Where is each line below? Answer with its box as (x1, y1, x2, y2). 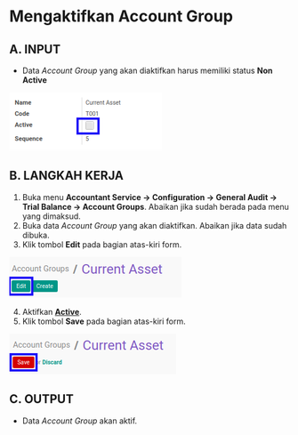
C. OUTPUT (9, 391, 74, 407)
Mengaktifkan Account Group (9, 6, 234, 27)
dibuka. (21, 230, 51, 240)
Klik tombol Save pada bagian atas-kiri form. (21, 316, 187, 326)
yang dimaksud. (21, 211, 82, 222)
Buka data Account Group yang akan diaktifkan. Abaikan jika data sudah (21, 220, 287, 230)
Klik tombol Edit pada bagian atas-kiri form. (21, 238, 182, 250)
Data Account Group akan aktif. (21, 415, 138, 426)
